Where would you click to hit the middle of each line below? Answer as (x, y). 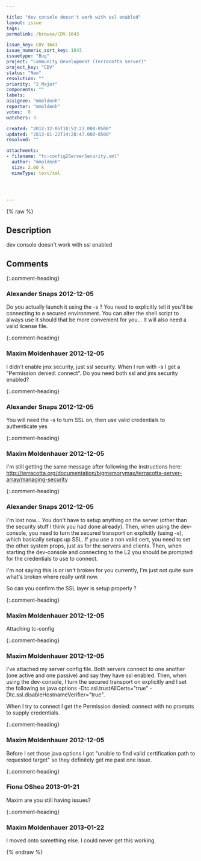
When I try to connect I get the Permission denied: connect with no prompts (100, 707)
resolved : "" (23, 140)
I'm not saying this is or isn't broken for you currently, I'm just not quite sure (100, 570)
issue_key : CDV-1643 (32, 45)
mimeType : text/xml (36, 173)
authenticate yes (27, 426)
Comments (27, 264)
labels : (16, 95)
